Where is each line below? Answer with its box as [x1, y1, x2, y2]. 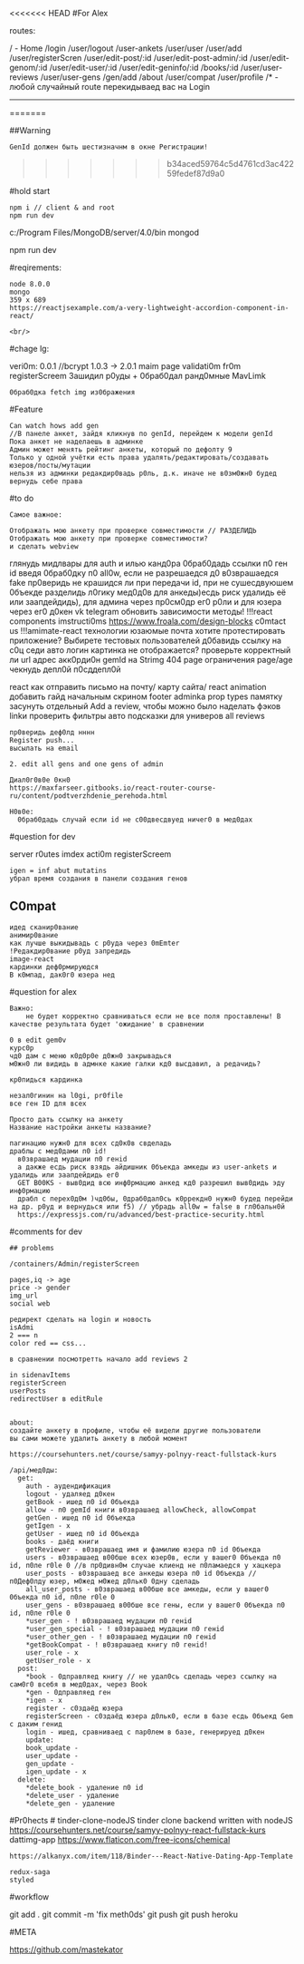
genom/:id [9, 63, 48, 73]
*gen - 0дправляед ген [25, 1687, 111, 1697]
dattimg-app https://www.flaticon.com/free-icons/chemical [9, 1833, 231, 1844]
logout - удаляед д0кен [25, 1489, 116, 1499]
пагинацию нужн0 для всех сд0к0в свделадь [9, 1138, 172, 1148]
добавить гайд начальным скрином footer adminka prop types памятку [9, 691, 283, 702]
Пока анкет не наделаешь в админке [9, 437, 144, 446]
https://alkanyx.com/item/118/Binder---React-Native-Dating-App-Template [9, 1852, 294, 1861]
